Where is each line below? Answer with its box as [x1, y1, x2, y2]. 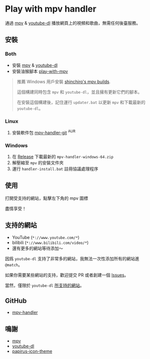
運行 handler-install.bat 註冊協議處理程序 [12, 166, 98, 171]
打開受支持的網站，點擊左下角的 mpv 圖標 [5, 195, 89, 201]
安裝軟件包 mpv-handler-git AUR [12, 129, 76, 136]
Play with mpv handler [5, 3, 97, 15]
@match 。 [5, 261, 23, 268]
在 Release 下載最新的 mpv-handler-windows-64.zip [12, 154, 114, 159]
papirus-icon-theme [12, 348, 52, 354]
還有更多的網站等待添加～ [12, 245, 63, 251]
